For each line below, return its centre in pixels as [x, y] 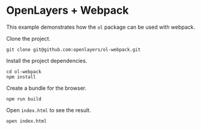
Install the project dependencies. [47, 61]
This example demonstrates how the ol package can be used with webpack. [101, 27]
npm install [21, 77]
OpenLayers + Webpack [67, 10]
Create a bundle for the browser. [46, 88]
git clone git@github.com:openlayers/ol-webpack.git [73, 49]
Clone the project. [28, 38]
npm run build [24, 99]
